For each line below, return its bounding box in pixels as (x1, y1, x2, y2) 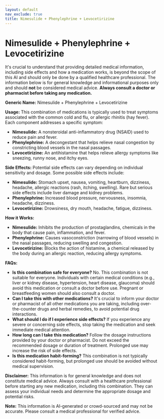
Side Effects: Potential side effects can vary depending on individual (5, 165, 143, 171)
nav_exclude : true (5, 12, 42, 17)
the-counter (12, 306, 37, 312)
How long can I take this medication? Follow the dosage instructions (12, 332, 151, 338)
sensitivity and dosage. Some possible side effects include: (5, 170, 124, 176)
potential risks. (5, 393, 35, 400)
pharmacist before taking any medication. (5, 90, 92, 96)
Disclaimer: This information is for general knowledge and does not (5, 373, 142, 379)
